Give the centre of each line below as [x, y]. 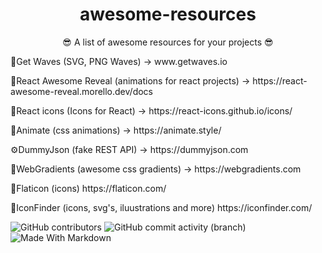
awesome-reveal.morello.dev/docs [81, 91]
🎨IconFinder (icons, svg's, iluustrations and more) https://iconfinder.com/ [161, 207]
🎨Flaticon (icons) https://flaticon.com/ [88, 188]
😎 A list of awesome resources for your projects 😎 [168, 42]
